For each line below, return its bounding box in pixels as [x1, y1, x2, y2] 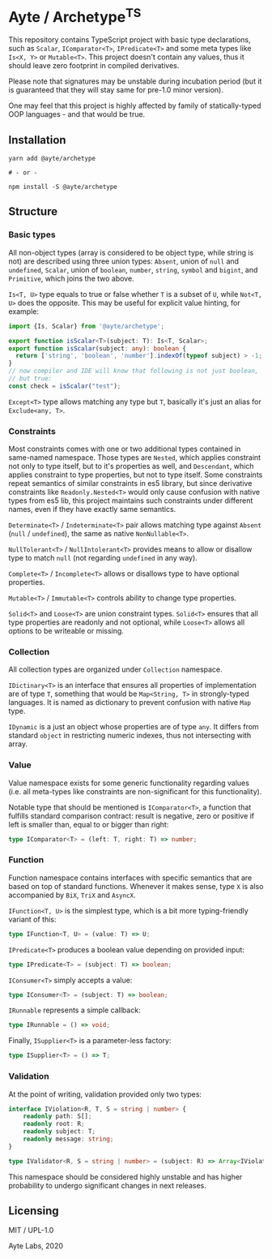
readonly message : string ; [23, 1135, 114, 1143]
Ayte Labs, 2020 [8, 1241, 63, 1251]
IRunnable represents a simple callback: [8, 1005, 141, 1015]
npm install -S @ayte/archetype [8, 183, 117, 191]
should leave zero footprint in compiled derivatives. [8, 61, 180, 71]
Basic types [8, 229, 56, 240]
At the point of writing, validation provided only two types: [8, 1089, 202, 1099]
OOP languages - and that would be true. [8, 110, 146, 119]
